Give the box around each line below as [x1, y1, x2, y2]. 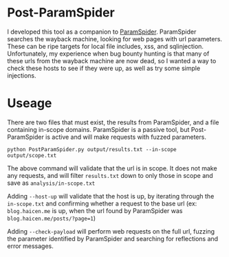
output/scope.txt [7, 152, 57, 159]
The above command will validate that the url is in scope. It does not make [7, 164, 218, 172]
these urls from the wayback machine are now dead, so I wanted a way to [7, 56, 217, 65]
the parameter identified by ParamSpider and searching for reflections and [7, 234, 219, 243]
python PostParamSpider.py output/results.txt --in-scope [7, 146, 177, 153]
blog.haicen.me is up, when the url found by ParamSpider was [7, 206, 183, 214]
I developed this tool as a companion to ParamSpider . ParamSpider [7, 27, 197, 36]
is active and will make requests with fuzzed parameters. [45, 133, 206, 141]
